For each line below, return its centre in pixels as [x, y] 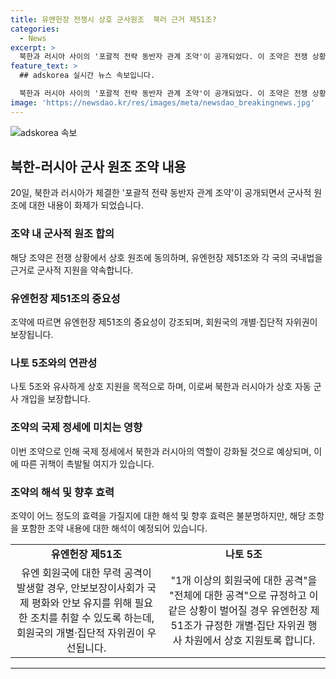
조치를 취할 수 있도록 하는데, [92, 618]
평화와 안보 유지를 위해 [82, 603]
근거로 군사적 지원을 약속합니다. [72, 270]
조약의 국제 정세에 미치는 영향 [76, 428]
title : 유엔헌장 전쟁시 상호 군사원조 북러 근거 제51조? [113, 19]
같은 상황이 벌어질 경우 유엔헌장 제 [244, 610]
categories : [35, 29]
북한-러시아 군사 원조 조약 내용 [98, 167]
